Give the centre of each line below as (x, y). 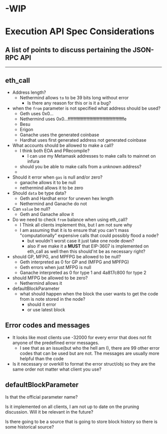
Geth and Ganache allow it (47, 214)
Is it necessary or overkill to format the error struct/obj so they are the (84, 364)
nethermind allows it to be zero (51, 188)
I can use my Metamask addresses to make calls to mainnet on (91, 156)
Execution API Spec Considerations (80, 32)
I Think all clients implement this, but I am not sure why (76, 225)
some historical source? (30, 427)
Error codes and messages (48, 325)
